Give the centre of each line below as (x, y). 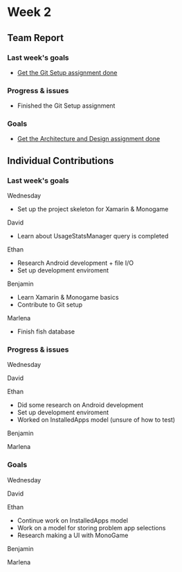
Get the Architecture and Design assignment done (89, 139)
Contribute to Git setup (50, 305)
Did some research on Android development (80, 405)
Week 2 (29, 12)
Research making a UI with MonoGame (73, 535)
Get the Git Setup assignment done (67, 72)
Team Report (36, 38)
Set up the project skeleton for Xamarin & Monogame (93, 209)
